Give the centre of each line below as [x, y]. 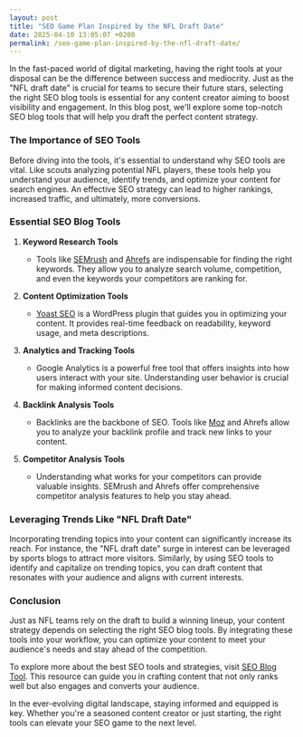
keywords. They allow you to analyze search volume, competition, [159, 269]
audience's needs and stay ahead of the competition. [109, 649]
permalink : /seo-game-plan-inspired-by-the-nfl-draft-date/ [125, 43]
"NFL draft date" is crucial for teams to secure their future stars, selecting [147, 88]
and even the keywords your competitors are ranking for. [142, 278]
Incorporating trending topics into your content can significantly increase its [151, 539]
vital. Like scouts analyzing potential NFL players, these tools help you [140, 169]
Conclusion [35, 601]
